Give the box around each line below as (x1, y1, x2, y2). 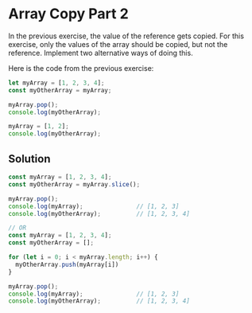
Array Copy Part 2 (8, 5, 129, 23)
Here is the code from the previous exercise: (8, 63, 154, 72)
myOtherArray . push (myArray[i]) (15, 260, 119, 268)
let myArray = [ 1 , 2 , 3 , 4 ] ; (8, 79, 105, 87)
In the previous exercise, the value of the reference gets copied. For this (8, 31, 245, 41)
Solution (8, 152, 51, 166)
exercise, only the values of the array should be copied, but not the (8, 39, 228, 49)
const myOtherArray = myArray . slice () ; (8, 180, 141, 188)
